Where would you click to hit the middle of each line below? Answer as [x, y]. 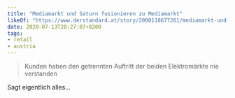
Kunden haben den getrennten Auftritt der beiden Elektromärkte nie [121, 66]
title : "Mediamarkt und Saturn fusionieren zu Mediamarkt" [95, 14]
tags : [15, 33]
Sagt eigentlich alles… [39, 87]
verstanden [41, 73]
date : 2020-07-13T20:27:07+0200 [54, 27]
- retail [20, 40]
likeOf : [19, 20]
